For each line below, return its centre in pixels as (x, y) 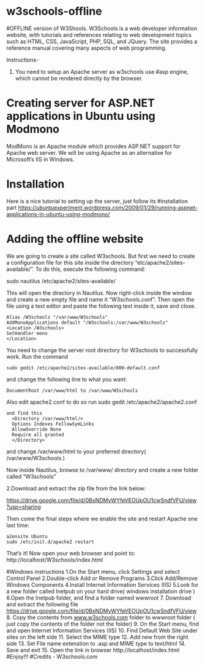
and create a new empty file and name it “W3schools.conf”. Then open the (100, 299)
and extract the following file (42, 604)
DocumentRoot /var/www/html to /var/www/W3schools (72, 390)
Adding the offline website (75, 239)
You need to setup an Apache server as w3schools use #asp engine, (102, 71)
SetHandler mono (27, 333)
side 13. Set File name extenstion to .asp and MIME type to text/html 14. (96, 643)
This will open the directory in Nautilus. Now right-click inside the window (99, 292)
